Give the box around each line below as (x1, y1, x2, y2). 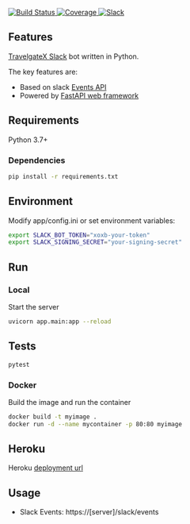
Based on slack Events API (19, 82, 107, 91)
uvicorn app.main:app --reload (8, 318, 112, 326)
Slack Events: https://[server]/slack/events (19, 507, 159, 517)
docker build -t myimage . (8, 413, 97, 421)
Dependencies (8, 155, 66, 166)
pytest (8, 360, 30, 368)
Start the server (8, 302, 59, 312)
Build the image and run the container (8, 397, 131, 406)
